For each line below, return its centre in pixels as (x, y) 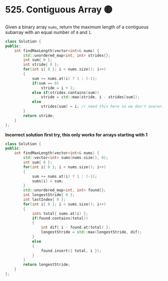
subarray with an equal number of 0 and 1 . (49, 32)
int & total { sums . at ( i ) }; (60, 213)
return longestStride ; (47, 265)
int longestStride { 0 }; (49, 195)
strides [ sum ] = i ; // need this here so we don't (93, 106)
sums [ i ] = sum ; (48, 181)
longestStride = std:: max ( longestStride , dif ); (91, 232)
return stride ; (39, 115)
